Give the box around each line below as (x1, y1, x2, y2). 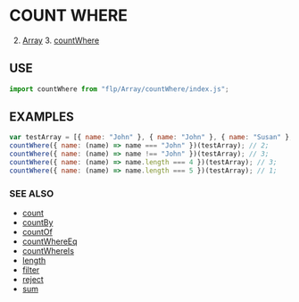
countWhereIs (21, 246, 74, 256)
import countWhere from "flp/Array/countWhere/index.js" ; (9, 84, 229, 94)
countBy (21, 217, 54, 228)
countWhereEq (21, 236, 78, 247)
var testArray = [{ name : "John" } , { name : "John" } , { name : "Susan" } (9, 133, 290, 142)
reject (21, 274, 45, 285)
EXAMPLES (9, 109, 74, 125)
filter (21, 264, 40, 275)
